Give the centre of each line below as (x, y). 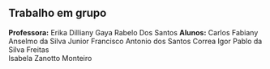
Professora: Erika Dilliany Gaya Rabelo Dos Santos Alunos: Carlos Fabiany (133, 32)
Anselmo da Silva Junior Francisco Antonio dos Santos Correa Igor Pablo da (135, 41)
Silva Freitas (29, 49)
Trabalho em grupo (58, 13)
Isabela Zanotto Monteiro (50, 58)
